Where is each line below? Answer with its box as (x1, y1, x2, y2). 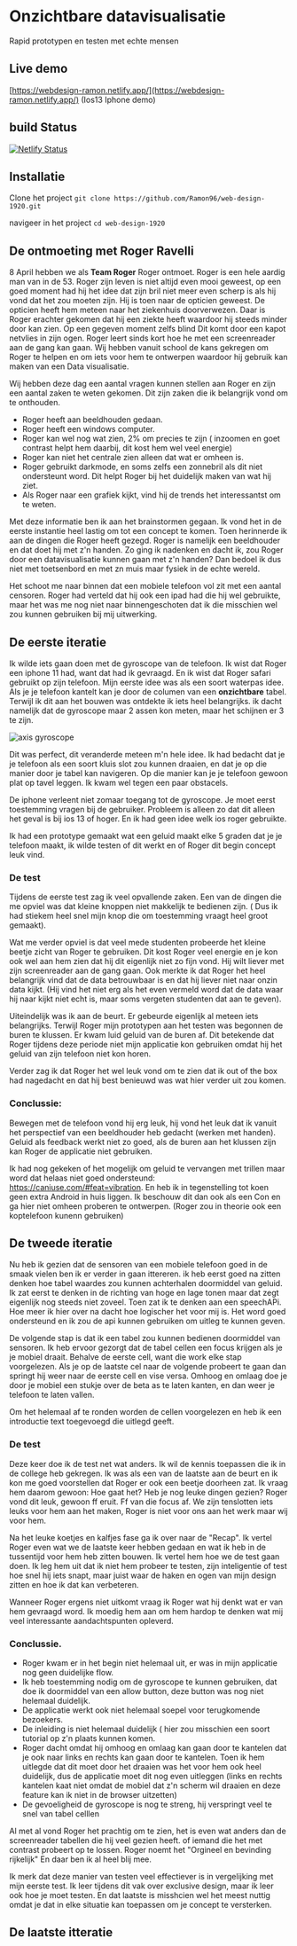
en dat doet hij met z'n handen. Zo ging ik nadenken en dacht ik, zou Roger (9, 545, 284, 555)
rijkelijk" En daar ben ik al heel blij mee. (9, 1854, 152, 1864)
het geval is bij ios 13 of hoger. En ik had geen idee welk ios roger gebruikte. (9, 813, 287, 824)
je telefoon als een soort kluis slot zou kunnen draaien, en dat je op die (9, 758, 268, 769)
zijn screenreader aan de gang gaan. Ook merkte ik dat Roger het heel (9, 965, 266, 977)
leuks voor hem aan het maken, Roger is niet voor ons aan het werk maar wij (9, 1505, 288, 1516)
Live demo (9, 61, 68, 76)
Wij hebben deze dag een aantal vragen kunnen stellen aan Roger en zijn (9, 379, 277, 389)
